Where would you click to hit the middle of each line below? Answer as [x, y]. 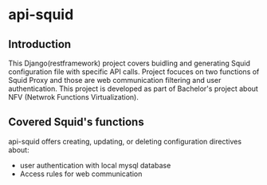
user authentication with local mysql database [95, 165]
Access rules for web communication [81, 174]
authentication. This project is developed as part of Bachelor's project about [133, 89]
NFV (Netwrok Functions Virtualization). [74, 97]
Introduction [40, 44]
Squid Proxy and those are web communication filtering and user [115, 80]
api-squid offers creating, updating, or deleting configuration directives [125, 141]
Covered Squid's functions [77, 122]
